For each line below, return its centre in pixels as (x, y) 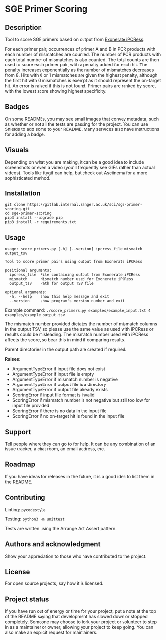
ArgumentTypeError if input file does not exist (59, 369)
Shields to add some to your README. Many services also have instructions (82, 129)
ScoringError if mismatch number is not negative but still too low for (81, 400)
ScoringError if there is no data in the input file (59, 411)
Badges (17, 107)
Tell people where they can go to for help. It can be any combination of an (80, 444)
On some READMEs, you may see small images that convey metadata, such (82, 119)
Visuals (17, 150)
